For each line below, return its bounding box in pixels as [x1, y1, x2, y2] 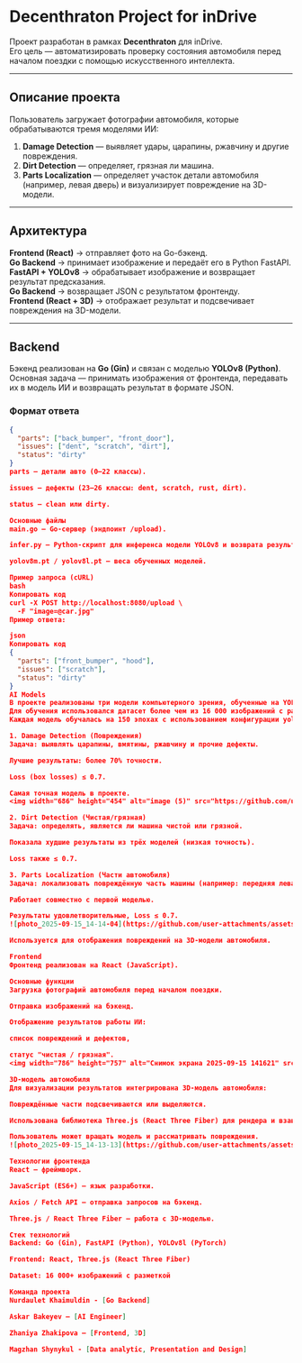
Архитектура [9, 224, 88, 239]
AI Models [9, 690, 47, 700]
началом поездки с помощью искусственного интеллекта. [9, 55, 235, 66]
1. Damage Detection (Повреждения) [9, 732, 143, 741]
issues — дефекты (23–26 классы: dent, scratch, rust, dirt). [9, 483, 247, 492]
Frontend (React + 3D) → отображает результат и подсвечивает [9, 295, 254, 306]
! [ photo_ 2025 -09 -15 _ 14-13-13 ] [9, 1140, 123, 1150]
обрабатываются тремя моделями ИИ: [9, 123, 159, 134]
